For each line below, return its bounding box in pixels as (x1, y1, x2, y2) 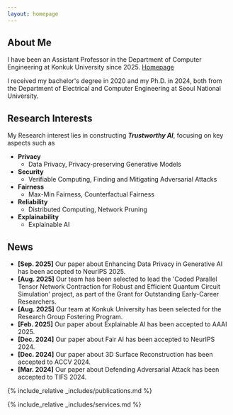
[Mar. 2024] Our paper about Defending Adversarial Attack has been (17, 365, 220, 374)
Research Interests (7, 112, 93, 124)
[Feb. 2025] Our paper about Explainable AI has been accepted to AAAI (17, 320, 227, 328)
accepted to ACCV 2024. (17, 358, 91, 366)
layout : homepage (7, 10, 59, 18)
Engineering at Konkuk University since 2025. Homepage (7, 63, 175, 72)
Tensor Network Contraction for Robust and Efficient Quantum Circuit (17, 282, 221, 291)
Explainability (17, 213, 59, 221)
